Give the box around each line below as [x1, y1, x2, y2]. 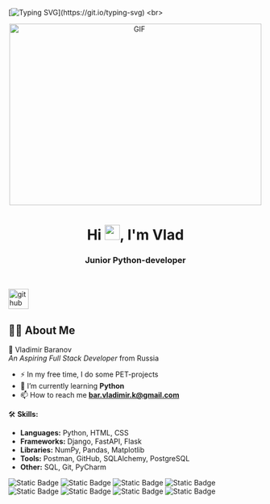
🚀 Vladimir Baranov [8, 345, 73, 355]
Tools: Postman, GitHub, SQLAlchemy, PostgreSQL [19, 454, 190, 464]
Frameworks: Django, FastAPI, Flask [19, 436, 143, 447]
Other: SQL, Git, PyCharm [19, 462, 107, 472]
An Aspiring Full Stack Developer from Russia [8, 353, 160, 363]
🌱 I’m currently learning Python [19, 381, 125, 391]
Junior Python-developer [85, 255, 186, 266]
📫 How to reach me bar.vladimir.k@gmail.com [19, 390, 180, 400]
